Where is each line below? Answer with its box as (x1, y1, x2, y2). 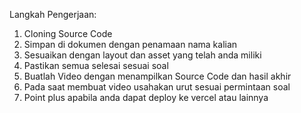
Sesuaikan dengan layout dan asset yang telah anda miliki (23, 49, 262, 61)
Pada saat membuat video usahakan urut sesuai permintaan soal (23, 81, 291, 93)
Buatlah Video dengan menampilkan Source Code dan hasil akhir (23, 70, 292, 82)
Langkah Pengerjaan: (9, 9, 97, 20)
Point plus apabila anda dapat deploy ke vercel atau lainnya (23, 92, 269, 103)
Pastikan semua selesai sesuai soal (23, 60, 169, 71)
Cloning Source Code (23, 28, 113, 39)
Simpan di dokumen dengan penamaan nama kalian (23, 39, 238, 50)
